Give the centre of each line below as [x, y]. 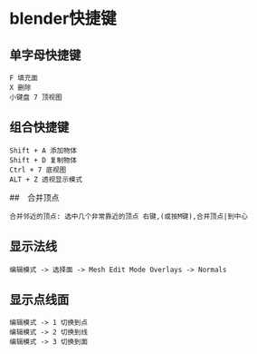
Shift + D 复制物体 [43, 160]
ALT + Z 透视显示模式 [46, 179]
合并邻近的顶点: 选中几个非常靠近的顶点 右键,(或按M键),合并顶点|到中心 [129, 216]
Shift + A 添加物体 [43, 151]
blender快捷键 [63, 19]
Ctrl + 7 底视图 [38, 170]
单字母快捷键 [45, 55]
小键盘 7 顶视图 [36, 97]
